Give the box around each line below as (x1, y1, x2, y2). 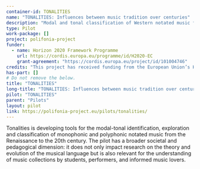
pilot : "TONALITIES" (6, 92, 58, 98)
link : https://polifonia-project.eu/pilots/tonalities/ (6, 108, 148, 114)
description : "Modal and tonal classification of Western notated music (6, 20, 190, 26)
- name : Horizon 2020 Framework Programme (11, 48, 118, 54)
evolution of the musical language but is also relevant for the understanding (6, 150, 192, 157)
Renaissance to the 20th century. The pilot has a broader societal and (6, 137, 177, 145)
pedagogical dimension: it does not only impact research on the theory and (6, 143, 190, 151)
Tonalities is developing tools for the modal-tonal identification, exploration (6, 124, 189, 132)
